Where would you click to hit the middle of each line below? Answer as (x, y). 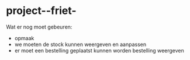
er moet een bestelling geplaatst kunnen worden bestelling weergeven (99, 50)
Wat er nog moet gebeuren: (39, 27)
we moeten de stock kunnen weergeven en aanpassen (80, 44)
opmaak (24, 38)
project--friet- (42, 11)
